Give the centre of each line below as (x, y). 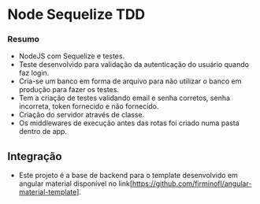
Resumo (24, 39)
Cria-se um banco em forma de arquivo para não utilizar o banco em (130, 81)
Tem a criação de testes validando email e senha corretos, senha (124, 98)
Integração (35, 156)
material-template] (49, 192)
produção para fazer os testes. (69, 90)
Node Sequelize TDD (76, 15)
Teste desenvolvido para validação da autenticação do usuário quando (134, 65)
